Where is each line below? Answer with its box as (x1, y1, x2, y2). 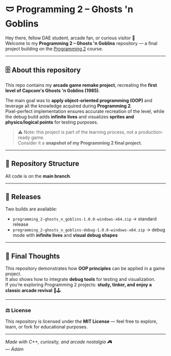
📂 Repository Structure (5, 159, 79, 168)
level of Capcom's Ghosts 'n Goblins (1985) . (5, 87, 100, 93)
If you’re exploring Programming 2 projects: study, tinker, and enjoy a (5, 281, 152, 288)
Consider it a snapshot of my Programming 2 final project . (17, 139, 142, 146)
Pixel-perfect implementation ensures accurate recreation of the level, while (5, 108, 164, 114)
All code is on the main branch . (5, 173, 71, 179)
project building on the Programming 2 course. (5, 45, 103, 52)
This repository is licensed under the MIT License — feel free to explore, (5, 318, 158, 324)
